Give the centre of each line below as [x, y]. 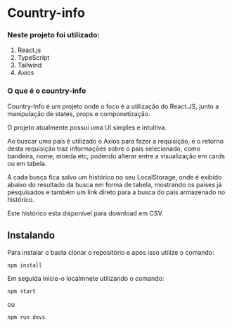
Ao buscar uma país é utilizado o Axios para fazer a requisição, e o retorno [115, 141]
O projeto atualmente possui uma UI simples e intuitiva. [87, 127]
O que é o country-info [47, 91]
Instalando [31, 235]
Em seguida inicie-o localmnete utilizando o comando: [86, 278]
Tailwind [30, 65]
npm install [25, 265]
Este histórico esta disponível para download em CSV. [85, 213]
